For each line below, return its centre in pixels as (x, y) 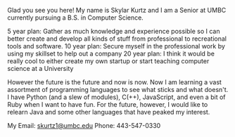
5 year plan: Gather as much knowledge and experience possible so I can (114, 31)
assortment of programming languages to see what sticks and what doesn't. (118, 90)
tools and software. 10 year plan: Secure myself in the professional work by (116, 46)
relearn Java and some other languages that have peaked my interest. (109, 112)
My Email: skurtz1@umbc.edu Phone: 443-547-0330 (84, 125)
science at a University (40, 68)
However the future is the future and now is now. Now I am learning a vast (114, 82)
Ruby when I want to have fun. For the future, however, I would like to (108, 104)
